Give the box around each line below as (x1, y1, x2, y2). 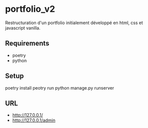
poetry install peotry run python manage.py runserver (5, 85, 114, 91)
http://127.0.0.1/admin (12, 117, 56, 124)
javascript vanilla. (5, 25, 40, 31)
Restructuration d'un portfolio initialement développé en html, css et (5, 20, 143, 26)
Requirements (5, 39, 49, 48)
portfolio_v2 (5, 3, 55, 15)
